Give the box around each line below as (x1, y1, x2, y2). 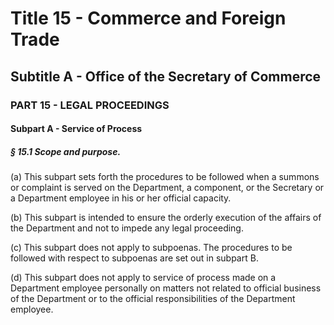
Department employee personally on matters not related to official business (10, 282, 322, 294)
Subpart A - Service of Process (10, 123, 143, 135)
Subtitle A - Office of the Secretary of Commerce (10, 68, 322, 85)
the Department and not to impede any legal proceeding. (10, 222, 244, 234)
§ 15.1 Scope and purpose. (10, 145, 122, 157)
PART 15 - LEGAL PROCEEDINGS (10, 98, 170, 112)
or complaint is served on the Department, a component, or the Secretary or (10, 182, 325, 194)
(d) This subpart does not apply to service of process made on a (10, 272, 277, 284)
